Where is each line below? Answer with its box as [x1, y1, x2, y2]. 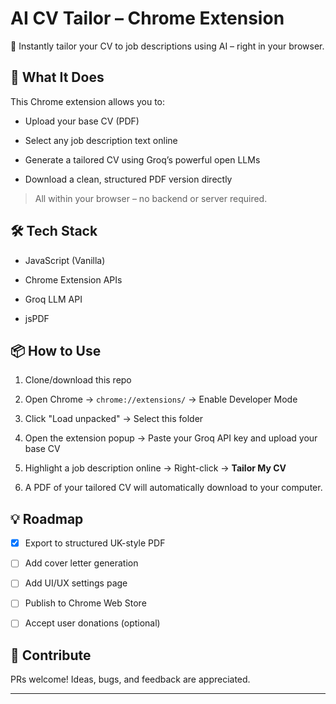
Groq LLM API [24, 293, 83, 305]
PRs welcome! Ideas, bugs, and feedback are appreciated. [10, 673, 251, 686]
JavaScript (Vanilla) [24, 254, 106, 266]
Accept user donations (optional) [24, 617, 161, 629]
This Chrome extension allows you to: [10, 95, 166, 107]
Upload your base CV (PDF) [24, 115, 140, 127]
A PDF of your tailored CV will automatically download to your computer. [24, 482, 323, 494]
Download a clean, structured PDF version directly [24, 173, 233, 185]
